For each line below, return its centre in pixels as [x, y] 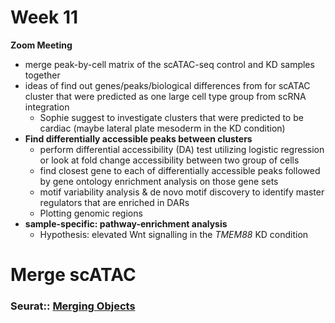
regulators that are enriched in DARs [114, 202]
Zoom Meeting [41, 45]
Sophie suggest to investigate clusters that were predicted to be [171, 117]
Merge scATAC [73, 275]
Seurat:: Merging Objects [73, 306]
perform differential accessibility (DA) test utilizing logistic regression [182, 149]
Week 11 [44, 17]
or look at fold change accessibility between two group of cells [169, 160]
